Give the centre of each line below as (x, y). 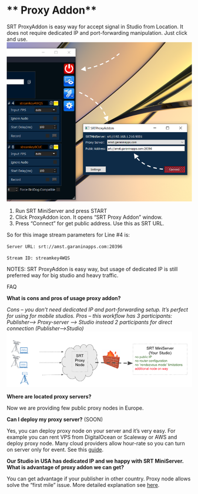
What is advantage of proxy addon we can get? (66, 467)
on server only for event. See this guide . (55, 449)
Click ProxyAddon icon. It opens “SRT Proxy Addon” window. (89, 217)
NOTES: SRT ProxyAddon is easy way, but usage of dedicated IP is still (92, 269)
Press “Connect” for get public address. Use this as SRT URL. (90, 223)
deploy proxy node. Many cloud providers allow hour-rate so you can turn (96, 443)
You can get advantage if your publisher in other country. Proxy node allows (99, 479)
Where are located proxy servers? (49, 396)
